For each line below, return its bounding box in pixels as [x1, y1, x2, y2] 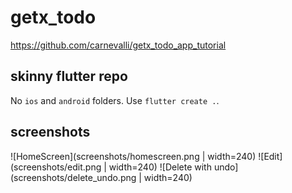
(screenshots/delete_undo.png [10, 171, 137, 183]
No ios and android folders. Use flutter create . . [10, 94, 220, 106]
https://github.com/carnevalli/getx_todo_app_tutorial [10, 39, 227, 51]
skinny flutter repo [10, 68, 128, 85]
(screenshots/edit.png [10, 161, 102, 173]
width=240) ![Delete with [108, 161, 212, 173]
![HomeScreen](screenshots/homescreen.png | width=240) [10, 150, 257, 162]
